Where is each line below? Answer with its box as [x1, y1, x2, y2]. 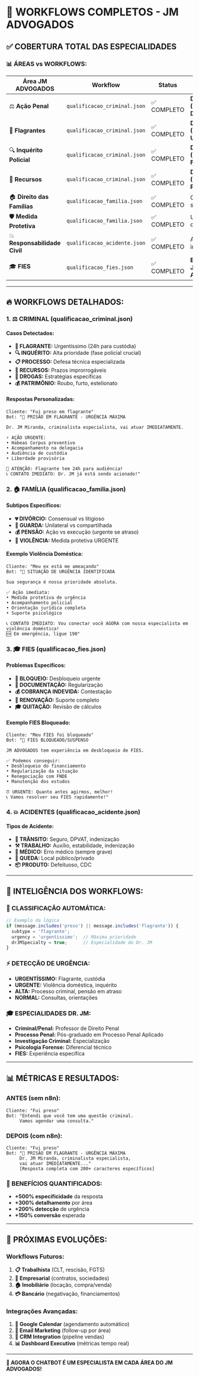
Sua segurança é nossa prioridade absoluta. [6, 579, 118, 585]
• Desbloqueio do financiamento [6, 763, 86, 769]
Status [158, 81, 178, 89]
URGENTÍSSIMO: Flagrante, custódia [14, 975, 105, 982]
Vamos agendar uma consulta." [19, 1118, 94, 1124]
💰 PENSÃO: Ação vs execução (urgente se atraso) [14, 528, 139, 535]
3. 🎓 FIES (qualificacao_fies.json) [6, 645, 107, 653]
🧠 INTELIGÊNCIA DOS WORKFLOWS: [6, 886, 143, 896]
